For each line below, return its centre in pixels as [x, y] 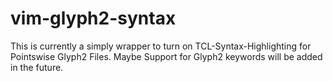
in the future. [37, 67]
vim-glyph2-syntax [93, 18]
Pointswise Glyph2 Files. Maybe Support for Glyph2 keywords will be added [166, 56]
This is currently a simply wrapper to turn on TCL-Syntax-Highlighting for [161, 46]
